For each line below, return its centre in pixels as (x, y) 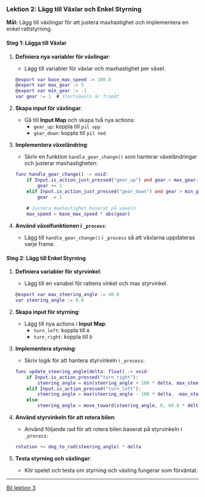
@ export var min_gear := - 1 (51, 91)
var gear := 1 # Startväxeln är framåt (67, 96)
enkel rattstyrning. (29, 29)
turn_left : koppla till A (61, 330)
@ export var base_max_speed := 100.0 (63, 79)
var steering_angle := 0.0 (49, 300)
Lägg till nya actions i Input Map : (65, 324)
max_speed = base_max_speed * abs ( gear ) (78, 214)
